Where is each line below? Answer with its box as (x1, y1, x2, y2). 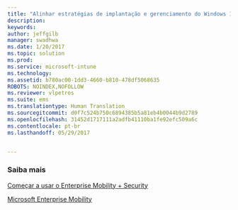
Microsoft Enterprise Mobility (7, 194, 92, 203)
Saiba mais (7, 165, 46, 175)
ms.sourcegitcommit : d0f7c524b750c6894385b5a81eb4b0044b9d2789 (7, 109, 198, 116)
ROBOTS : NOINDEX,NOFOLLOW (7, 83, 84, 90)
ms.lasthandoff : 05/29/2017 (7, 129, 91, 136)
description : (7, 17, 46, 24)
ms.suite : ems (7, 96, 50, 104)
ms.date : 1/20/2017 (7, 43, 65, 50)
